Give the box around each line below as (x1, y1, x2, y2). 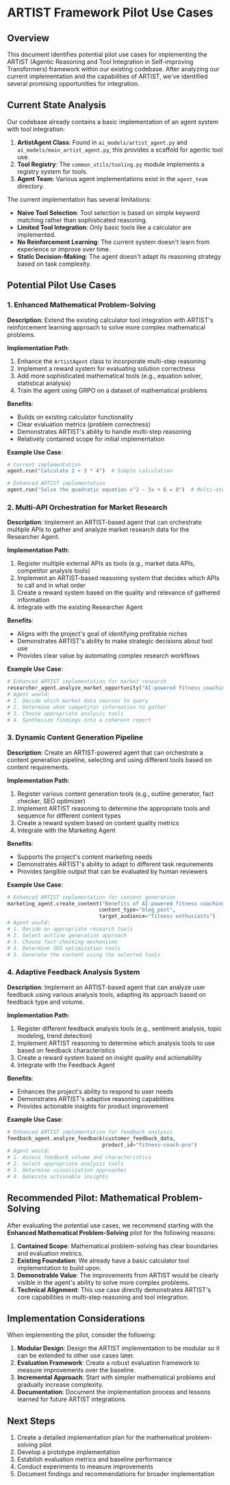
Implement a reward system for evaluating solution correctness (16, 364, 196, 372)
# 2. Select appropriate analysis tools (7, 1160, 125, 1168)
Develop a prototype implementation (16, 1448, 120, 1456)
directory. (16, 182, 44, 190)
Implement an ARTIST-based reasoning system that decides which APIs (16, 574, 220, 582)
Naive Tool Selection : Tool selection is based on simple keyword (16, 208, 200, 217)
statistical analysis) (16, 379, 71, 387)
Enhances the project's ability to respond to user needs (16, 1087, 173, 1096)
